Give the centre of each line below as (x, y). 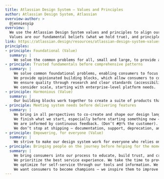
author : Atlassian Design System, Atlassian (51, 14)
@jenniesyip (22, 23)
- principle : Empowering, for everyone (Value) (54, 133)
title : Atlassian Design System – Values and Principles (64, 10)
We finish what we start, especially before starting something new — (87, 119)
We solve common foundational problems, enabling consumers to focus (86, 74)
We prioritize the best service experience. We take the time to (82, 160)
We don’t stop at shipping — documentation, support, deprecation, (84, 128)
